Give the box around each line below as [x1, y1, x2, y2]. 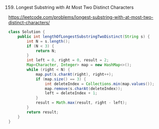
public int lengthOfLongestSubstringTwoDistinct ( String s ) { [17, 34, 150, 39]
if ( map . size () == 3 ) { [35, 76, 86, 82]
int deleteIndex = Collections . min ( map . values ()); [44, 81, 155, 86]
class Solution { [8, 29, 45, 35]
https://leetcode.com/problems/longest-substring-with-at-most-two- [8, 14, 153, 20]
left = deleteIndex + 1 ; [44, 91, 98, 96]
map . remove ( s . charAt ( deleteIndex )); [44, 86, 123, 91]
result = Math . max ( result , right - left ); [35, 100, 127, 106]
